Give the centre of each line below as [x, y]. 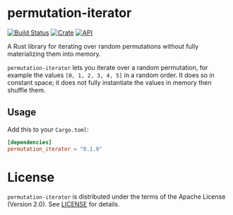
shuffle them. [26, 90]
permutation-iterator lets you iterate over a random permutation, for [108, 67]
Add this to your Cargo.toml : [48, 129]
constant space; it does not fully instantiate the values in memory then [109, 82]
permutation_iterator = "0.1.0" [55, 149]
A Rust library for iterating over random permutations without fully [103, 46]
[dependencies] [30, 142]
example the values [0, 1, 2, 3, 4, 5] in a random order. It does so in [111, 75]
